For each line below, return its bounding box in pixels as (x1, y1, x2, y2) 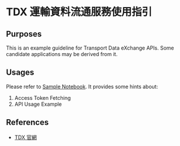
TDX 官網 (14, 134, 37, 141)
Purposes (6, 29, 42, 39)
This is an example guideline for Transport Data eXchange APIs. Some (6, 44, 174, 51)
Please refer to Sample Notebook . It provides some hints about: (6, 83, 158, 90)
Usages (6, 68, 34, 78)
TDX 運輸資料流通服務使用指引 (6, 5, 153, 19)
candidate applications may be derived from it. (6, 51, 118, 57)
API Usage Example (14, 100, 62, 107)
